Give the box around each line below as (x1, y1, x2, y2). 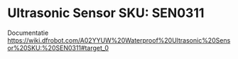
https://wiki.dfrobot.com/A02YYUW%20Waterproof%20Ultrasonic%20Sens (7, 36, 231, 44)
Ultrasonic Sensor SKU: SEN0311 (7, 5, 205, 21)
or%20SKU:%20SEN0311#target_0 (7, 43, 109, 52)
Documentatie (7, 28, 49, 37)
